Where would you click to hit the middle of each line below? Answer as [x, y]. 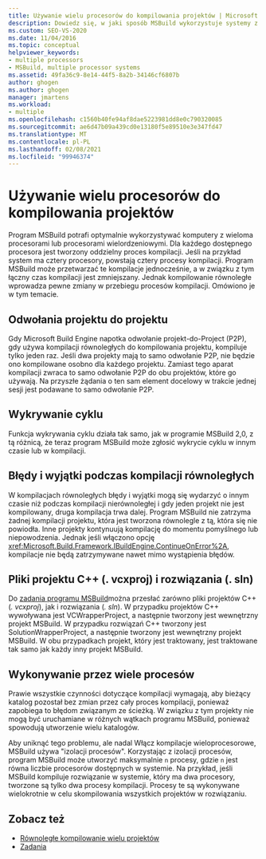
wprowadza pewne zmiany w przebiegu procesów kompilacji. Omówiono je [132, 286]
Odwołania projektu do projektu [88, 319]
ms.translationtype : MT [48, 134]
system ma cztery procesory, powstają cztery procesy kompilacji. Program [131, 261]
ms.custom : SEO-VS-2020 [48, 30]
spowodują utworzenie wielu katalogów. [74, 727]
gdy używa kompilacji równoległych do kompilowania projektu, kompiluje [128, 347]
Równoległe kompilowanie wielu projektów [89, 838]
